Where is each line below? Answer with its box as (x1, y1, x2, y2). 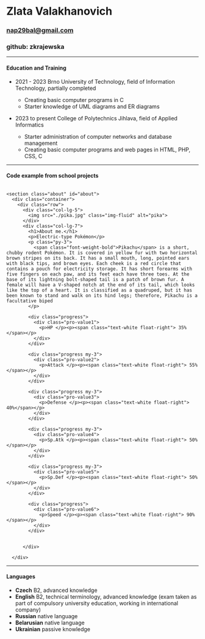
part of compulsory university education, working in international (15, 600, 179, 607)
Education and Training (6, 64, 67, 71)
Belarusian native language (15, 619, 85, 627)
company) (15, 606, 41, 613)
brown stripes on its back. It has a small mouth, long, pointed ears (6, 255, 190, 261)
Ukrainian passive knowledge (15, 626, 90, 633)
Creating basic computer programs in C (24, 96, 124, 103)
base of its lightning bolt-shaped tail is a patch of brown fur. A (6, 276, 184, 282)
